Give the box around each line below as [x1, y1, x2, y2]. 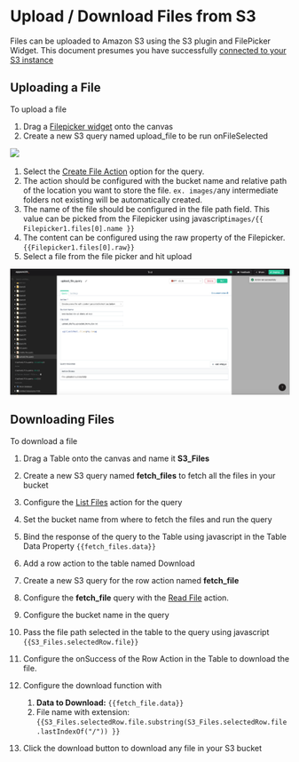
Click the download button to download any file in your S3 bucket [22, 742, 263, 753]
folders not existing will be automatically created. [22, 194, 203, 205]
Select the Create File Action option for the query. [22, 166, 205, 177]
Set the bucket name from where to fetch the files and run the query [22, 513, 273, 525]
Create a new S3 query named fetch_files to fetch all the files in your [22, 470, 276, 480]
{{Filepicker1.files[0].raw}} [22, 242, 136, 252]
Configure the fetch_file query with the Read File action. [22, 592, 230, 603]
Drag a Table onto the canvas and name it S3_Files [22, 453, 210, 464]
